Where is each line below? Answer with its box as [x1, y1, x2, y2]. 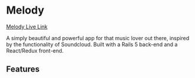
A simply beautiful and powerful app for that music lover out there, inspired [6, 34, 190, 41]
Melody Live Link [6, 23, 48, 30]
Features [6, 64, 40, 74]
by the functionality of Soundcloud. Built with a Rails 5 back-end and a [6, 41, 178, 48]
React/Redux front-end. [6, 47, 64, 54]
